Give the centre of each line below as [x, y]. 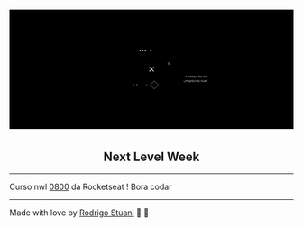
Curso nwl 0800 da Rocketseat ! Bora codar [91, 187]
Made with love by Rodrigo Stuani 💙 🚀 [79, 213]
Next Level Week [151, 156]
